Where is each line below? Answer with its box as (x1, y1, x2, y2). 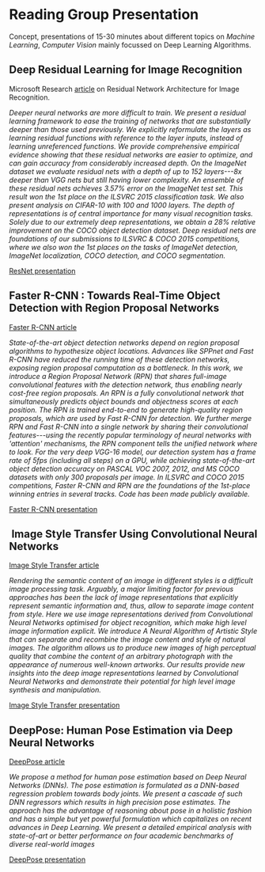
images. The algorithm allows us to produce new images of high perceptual (9, 643, 256, 653)
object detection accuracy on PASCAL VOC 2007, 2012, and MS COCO (9, 464, 240, 473)
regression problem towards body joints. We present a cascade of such (9, 789, 244, 798)
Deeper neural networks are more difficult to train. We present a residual (9, 108, 246, 117)
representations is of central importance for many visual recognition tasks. (9, 208, 254, 218)
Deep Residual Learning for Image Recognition (9, 63, 243, 77)
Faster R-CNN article (9, 322, 78, 332)
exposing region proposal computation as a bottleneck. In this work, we (9, 362, 244, 373)
